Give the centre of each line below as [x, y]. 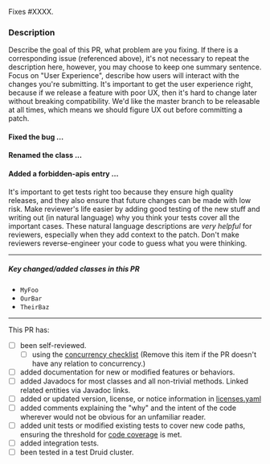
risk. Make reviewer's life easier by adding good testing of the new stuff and [134, 209]
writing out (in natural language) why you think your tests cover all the [124, 217]
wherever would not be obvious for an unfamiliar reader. [113, 417]
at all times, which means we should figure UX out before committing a [125, 110]
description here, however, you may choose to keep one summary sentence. [135, 67]
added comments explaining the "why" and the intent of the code [128, 408]
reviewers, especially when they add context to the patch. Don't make [124, 234]
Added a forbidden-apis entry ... [63, 174]
